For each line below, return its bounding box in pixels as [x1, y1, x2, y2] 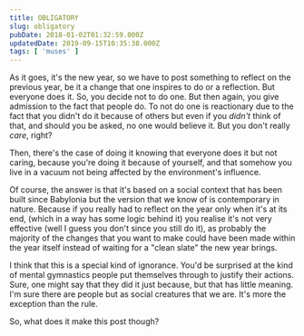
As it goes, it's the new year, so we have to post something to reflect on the [9, 72, 291, 83]
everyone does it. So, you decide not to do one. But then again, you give [9, 92, 279, 103]
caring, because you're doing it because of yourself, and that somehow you [9, 157, 292, 168]
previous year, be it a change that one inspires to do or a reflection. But [9, 82, 275, 93]
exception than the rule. [9, 299, 98, 310]
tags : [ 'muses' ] [9, 47, 79, 56]
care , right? [9, 130, 53, 141]
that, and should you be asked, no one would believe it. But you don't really [9, 120, 290, 132]
